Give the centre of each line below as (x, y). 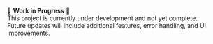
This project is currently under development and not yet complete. (102, 18)
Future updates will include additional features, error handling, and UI (107, 25)
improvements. (29, 33)
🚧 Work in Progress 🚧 (39, 11)
